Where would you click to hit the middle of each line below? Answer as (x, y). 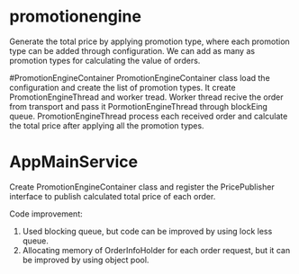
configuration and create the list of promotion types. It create (122, 87)
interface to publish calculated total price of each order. (113, 196)
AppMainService (73, 162)
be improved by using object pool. (86, 260)
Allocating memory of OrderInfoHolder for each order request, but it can (156, 250)
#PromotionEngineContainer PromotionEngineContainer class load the (140, 77)
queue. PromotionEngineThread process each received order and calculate (149, 116)
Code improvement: (46, 214)
